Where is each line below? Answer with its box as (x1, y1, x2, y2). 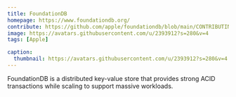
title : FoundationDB (7, 10, 68, 17)
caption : (7, 49, 33, 56)
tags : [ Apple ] (7, 36, 49, 43)
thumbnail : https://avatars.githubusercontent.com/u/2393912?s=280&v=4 (13, 55, 228, 63)
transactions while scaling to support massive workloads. (7, 82, 173, 90)
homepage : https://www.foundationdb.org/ (7, 17, 131, 24)
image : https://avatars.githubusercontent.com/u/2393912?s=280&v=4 (7, 29, 209, 37)
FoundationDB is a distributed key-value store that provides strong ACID (7, 74, 216, 82)
